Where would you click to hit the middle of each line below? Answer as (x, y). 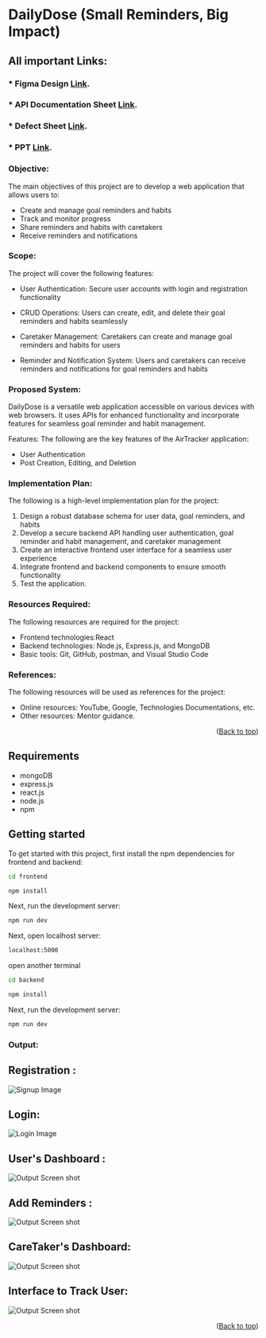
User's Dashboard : (57, 1159)
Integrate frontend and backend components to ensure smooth (123, 567)
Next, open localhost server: (55, 935)
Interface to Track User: (68, 1291)
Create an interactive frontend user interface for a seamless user (126, 550)
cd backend (26, 980)
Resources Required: (50, 605)
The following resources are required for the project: (94, 621)
